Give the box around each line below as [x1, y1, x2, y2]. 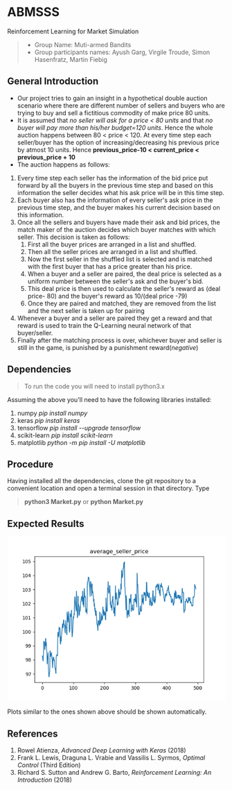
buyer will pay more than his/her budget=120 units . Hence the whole [17, 123, 213, 132]
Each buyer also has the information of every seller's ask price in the [17, 196, 213, 204]
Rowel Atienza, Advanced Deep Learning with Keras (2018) [17, 746, 186, 754]
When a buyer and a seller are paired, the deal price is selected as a [27, 269, 222, 278]
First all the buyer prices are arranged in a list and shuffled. [27, 240, 197, 249]
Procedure [7, 458, 54, 470]
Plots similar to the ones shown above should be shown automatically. [7, 707, 207, 716]
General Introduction [7, 76, 99, 87]
